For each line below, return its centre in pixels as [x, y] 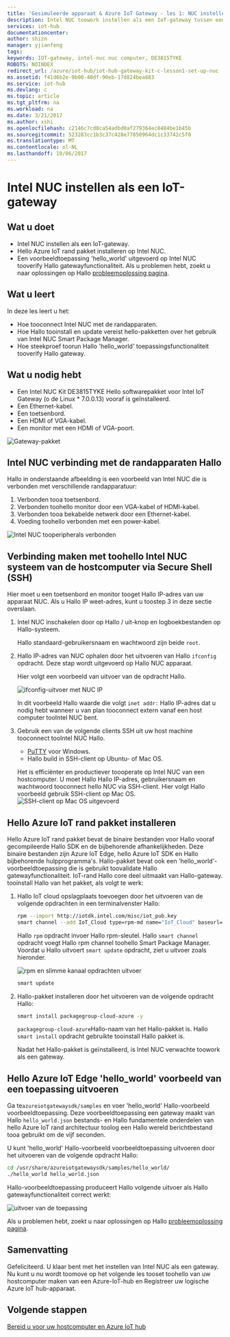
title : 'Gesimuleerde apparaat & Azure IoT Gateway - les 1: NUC [102, 13]
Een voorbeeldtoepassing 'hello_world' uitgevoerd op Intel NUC [106, 258]
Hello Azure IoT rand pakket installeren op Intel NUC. [91, 251]
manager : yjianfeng [35, 45]
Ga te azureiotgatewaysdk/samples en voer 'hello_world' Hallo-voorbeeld [108, 1106]
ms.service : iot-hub [37, 84]
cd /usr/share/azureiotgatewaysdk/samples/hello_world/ [88, 1168]
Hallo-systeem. [38, 629]
